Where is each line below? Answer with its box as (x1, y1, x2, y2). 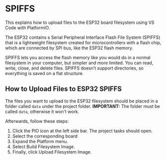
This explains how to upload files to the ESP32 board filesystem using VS (5, 19, 155, 25)
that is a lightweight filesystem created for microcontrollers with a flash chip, (5, 39, 162, 45)
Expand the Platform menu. (12, 138, 68, 144)
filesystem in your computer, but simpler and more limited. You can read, (5, 60, 154, 66)
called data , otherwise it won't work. (5, 108, 79, 114)
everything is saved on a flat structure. (5, 70, 84, 76)
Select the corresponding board (12, 133, 78, 139)
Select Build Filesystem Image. (12, 144, 75, 150)
